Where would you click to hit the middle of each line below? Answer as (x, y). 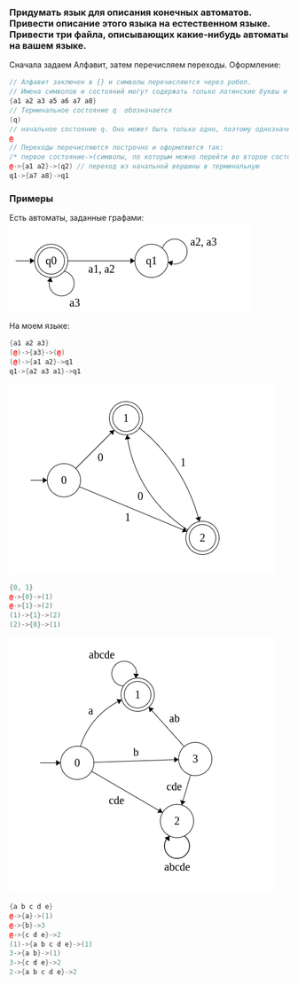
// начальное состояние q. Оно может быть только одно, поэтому (130, 129)
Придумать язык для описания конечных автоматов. (130, 12)
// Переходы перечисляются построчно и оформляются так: (117, 148)
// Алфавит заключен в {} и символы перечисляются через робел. (130, 82)
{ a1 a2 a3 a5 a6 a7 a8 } (53, 101)
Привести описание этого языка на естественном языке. (140, 23)
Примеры (31, 199)
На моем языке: (39, 326)
